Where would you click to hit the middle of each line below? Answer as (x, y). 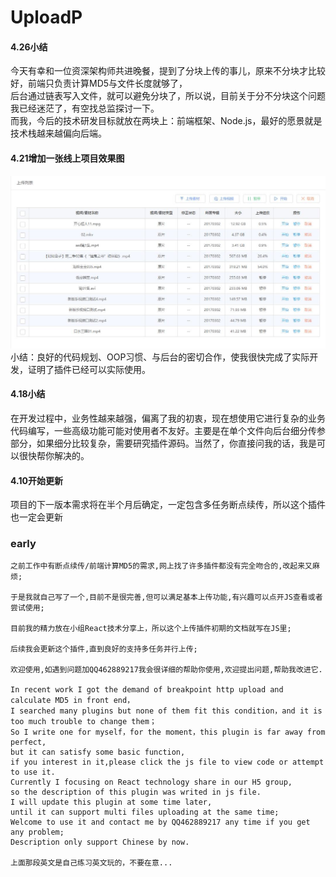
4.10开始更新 (36, 480)
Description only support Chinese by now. (100, 842)
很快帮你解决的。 (54, 455)
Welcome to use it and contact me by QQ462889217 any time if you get (160, 822)
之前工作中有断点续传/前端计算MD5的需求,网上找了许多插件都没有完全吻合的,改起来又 (161, 566)
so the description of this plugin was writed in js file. (136, 792)
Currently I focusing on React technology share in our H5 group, (151, 782)
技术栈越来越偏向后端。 (58, 133)
